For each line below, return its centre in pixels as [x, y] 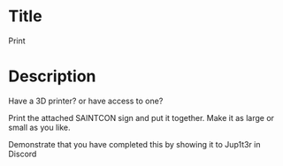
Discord [23, 154]
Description [52, 76]
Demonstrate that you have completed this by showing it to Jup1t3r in [134, 144]
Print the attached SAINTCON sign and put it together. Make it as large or [141, 117]
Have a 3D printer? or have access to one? [86, 101]
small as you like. [39, 127]
